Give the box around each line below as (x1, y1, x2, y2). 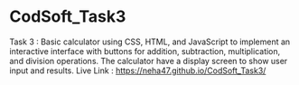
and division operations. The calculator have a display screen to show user (9, 55, 288, 66)
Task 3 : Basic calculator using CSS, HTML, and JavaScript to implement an (9, 36, 291, 47)
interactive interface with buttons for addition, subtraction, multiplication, (9, 45, 281, 56)
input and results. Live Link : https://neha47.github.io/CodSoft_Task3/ (9, 65, 266, 76)
